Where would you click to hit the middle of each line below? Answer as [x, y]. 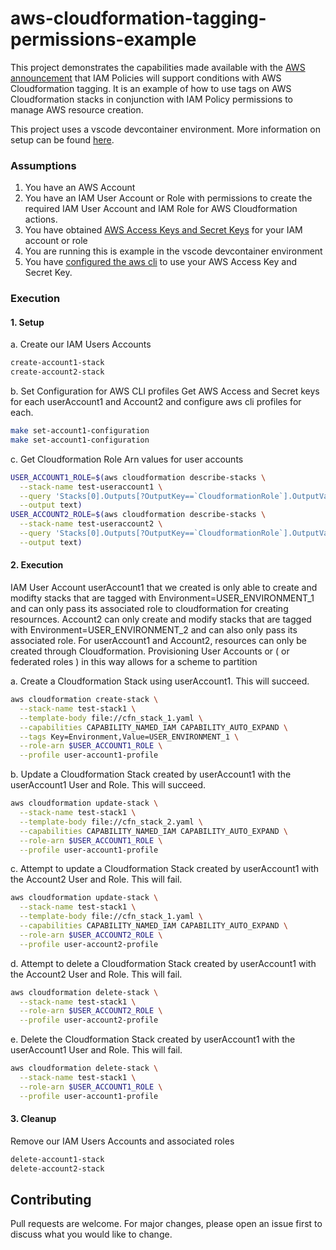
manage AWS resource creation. [77, 109]
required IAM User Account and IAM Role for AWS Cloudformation [161, 209]
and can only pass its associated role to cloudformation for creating [149, 609]
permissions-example [103, 39]
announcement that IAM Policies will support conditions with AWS [146, 78]
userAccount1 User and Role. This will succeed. [108, 785]
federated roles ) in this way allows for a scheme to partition [134, 662]
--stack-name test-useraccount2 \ [91, 524]
